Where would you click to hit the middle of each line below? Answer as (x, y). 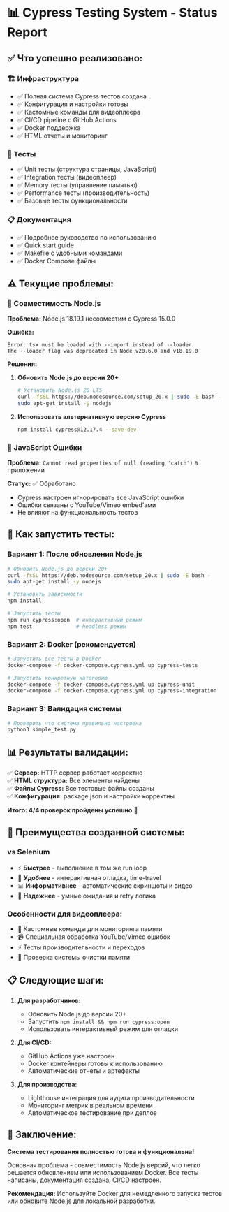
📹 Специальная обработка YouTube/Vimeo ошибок (94, 937)
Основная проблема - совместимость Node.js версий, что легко (104, 1165)
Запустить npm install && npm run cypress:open (98, 1021)
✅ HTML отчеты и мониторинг (62, 136)
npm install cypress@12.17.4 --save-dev (77, 430)
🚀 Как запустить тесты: (61, 534)
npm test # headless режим (67, 626)
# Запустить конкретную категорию (58, 678)
